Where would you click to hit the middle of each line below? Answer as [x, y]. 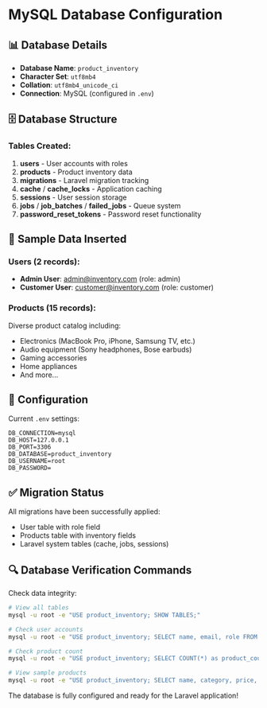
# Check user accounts [46, 629]
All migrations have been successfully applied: [84, 512]
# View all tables [39, 608]
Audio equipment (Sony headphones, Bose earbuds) [106, 349]
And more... [39, 375]
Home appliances [48, 366]
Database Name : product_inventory [79, 68]
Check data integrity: [43, 593]
